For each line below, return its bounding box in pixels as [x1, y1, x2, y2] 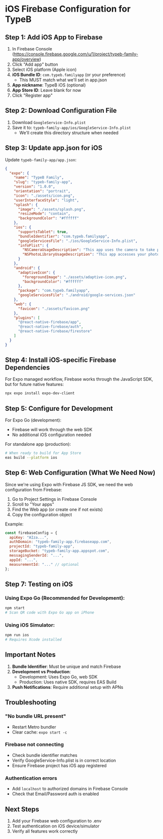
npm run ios [5, 633, 29, 638]
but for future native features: [5, 382, 64, 387]
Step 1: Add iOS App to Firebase [5, 33, 103, 41]
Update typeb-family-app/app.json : [5, 157, 77, 162]
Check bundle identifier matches [12, 752, 78, 758]
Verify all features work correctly [12, 828, 78, 834]
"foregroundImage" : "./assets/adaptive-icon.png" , [22, 275, 127, 280]
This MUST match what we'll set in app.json [19, 77, 107, 83]
